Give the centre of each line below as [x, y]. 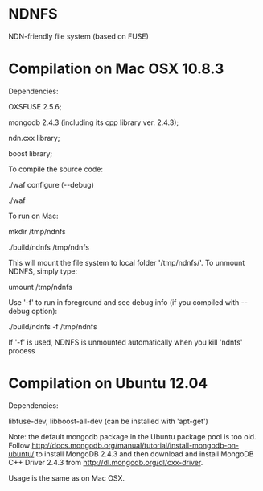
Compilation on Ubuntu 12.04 [108, 384]
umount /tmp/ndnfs [40, 287]
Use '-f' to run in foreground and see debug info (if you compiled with [124, 302]
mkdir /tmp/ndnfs [37, 231]
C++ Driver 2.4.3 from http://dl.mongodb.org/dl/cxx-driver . [106, 462]
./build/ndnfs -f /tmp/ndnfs [53, 326]
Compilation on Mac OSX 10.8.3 [116, 69]
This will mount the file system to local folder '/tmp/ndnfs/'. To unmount [127, 262]
